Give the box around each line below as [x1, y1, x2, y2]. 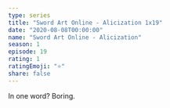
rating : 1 [8, 56, 41, 63]
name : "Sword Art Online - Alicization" [8, 33, 143, 41]
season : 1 [8, 41, 41, 49]
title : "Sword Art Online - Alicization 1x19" [8, 19, 163, 27]
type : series [8, 11, 51, 20]
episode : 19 [8, 48, 47, 56]
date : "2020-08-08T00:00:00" [8, 26, 103, 34]
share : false [8, 70, 51, 77]
